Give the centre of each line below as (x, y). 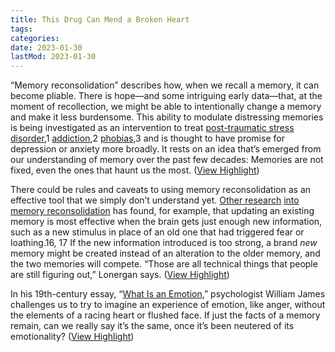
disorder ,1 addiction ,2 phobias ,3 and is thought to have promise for (147, 138)
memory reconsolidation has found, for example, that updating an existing (162, 211)
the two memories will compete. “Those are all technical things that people (164, 264)
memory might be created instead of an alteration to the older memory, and (165, 253)
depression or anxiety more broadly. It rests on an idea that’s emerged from (166, 149)
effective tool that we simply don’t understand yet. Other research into (155, 200)
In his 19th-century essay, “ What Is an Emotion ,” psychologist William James (168, 294)
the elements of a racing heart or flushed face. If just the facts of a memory (165, 315)
